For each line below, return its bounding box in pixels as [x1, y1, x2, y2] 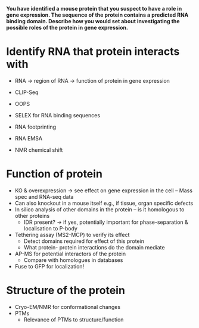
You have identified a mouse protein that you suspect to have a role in [6, 5, 182, 12]
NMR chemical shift [14, 146, 63, 154]
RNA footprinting [14, 123, 57, 130]
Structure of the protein [6, 284, 125, 297]
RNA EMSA [14, 135, 43, 142]
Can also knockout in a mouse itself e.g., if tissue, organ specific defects [14, 199, 194, 207]
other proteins [14, 212, 50, 219]
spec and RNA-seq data [14, 193, 74, 200]
